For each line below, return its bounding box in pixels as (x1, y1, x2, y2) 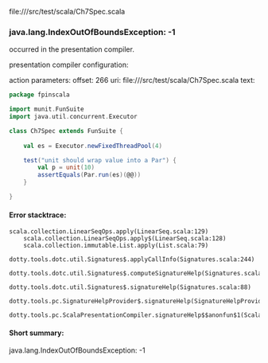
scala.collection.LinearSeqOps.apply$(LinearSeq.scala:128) (23, 235, 227, 243)
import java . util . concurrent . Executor (9, 113, 138, 121)
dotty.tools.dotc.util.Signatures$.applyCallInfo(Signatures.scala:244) (9, 256, 255, 263)
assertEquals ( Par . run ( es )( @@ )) (37, 171, 142, 179)
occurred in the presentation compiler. (9, 45, 134, 54)
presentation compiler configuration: (9, 60, 129, 70)
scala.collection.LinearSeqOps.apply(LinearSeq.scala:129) (9, 228, 209, 236)
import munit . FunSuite (9, 105, 84, 114)
